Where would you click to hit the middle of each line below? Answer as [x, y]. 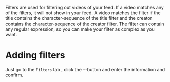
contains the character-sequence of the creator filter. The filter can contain [85, 24]
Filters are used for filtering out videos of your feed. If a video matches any [85, 7]
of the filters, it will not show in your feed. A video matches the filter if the [83, 13]
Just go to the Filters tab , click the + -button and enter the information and [85, 69]
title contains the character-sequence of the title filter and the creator [79, 18]
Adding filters [35, 55]
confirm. [14, 75]
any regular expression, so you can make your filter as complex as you [80, 29]
